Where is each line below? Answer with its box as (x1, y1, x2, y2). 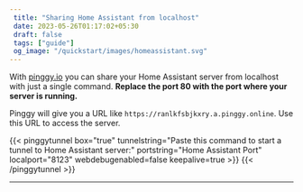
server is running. (9, 91, 78, 102)
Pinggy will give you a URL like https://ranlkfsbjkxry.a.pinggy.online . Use (9, 108, 294, 119)
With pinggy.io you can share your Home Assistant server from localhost (9, 71, 280, 82)
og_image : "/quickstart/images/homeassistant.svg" (13, 47, 207, 56)
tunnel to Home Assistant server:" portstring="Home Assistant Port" (9, 145, 262, 156)
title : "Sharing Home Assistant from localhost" (13, 13, 200, 23)
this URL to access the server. (9, 118, 121, 129)
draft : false (13, 30, 63, 39)
